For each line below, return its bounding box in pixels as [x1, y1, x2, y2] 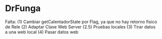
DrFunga [5, 3, 41, 14]
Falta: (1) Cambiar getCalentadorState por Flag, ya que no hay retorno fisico [5, 19, 158, 25]
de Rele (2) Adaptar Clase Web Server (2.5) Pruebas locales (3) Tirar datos [5, 24, 156, 29]
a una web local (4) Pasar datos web [5, 29, 79, 35]
